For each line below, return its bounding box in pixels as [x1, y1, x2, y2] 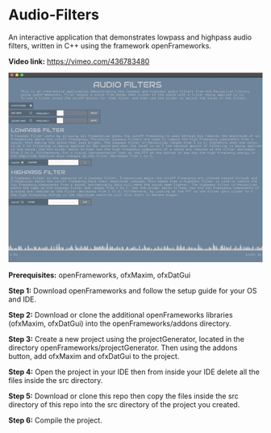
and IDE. [8, 294, 36, 304]
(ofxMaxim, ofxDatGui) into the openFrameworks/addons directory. [8, 319, 231, 328]
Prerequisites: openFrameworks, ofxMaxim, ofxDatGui [8, 270, 191, 280]
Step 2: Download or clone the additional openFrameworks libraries [8, 310, 233, 320]
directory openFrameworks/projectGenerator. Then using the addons [8, 343, 238, 352]
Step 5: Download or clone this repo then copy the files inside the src [8, 391, 240, 401]
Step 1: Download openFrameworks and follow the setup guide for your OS [8, 286, 257, 296]
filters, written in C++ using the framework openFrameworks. [8, 40, 212, 50]
